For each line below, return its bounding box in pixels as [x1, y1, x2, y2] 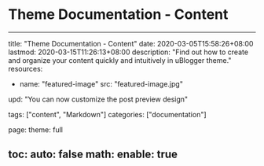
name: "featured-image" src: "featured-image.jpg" [19, 79, 183, 88]
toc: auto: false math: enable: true [8, 148, 178, 161]
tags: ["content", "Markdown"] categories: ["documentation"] [8, 109, 207, 119]
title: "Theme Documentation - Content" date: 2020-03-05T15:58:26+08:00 [8, 39, 254, 48]
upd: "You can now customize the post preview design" [8, 94, 189, 104]
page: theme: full [8, 124, 63, 135]
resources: [8, 64, 43, 73]
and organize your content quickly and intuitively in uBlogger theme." [8, 55, 232, 65]
